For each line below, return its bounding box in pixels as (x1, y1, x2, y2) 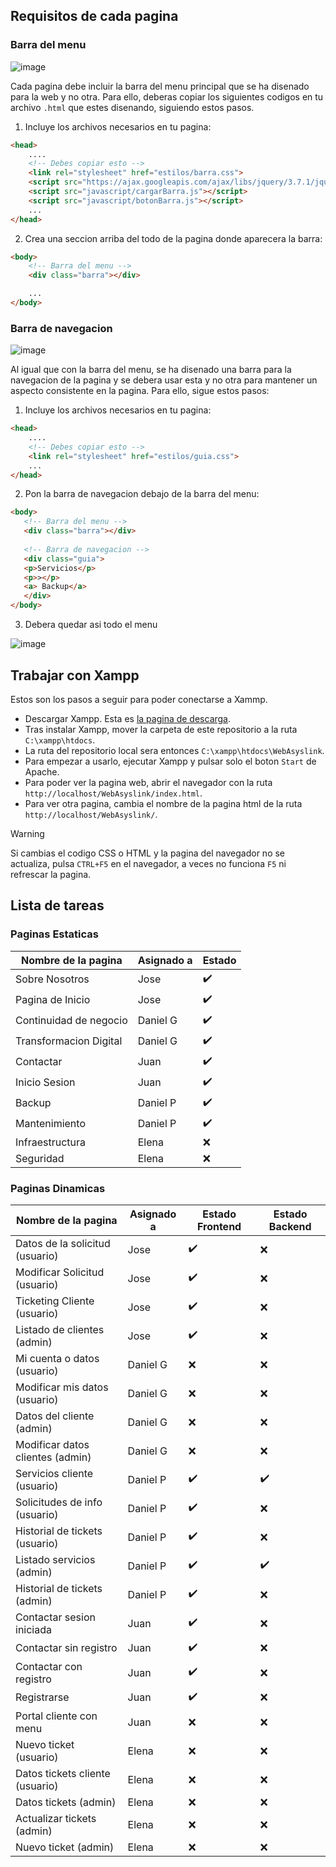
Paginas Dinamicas (10, 1181, 106, 1195)
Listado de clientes (15, 1322, 105, 1336)
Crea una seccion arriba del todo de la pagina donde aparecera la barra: (24, 232, 323, 244)
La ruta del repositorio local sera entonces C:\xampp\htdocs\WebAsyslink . (24, 744, 325, 756)
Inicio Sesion (15, 1075, 76, 1089)
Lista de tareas (10, 897, 105, 914)
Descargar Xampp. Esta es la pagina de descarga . (24, 712, 232, 724)
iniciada (15, 1622, 52, 1636)
